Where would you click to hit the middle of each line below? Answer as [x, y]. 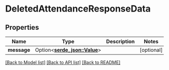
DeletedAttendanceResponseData [78, 9]
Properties [22, 27]
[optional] [151, 50]
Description [120, 42]
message [19, 50]
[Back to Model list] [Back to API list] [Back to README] [63, 62]
